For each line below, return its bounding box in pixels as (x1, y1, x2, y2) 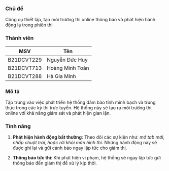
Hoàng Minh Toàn (46, 64, 89, 71)
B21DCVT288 (8, 72, 42, 79)
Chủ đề (5, 5, 24, 12)
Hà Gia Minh (46, 72, 76, 79)
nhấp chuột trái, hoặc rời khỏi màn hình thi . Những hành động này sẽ (12, 140, 157, 146)
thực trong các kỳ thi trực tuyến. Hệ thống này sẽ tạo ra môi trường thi (5, 104, 152, 111)
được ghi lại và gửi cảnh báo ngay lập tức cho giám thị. (12, 145, 127, 151)
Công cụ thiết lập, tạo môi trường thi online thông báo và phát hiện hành (5, 17, 156, 23)
